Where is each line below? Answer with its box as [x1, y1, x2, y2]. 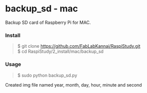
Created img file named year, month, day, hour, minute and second [5, 82, 142, 88]
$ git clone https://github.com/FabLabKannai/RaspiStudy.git [17, 43, 141, 49]
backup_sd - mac [5, 3, 78, 14]
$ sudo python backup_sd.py [17, 72, 77, 78]
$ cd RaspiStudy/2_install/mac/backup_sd [17, 48, 104, 55]
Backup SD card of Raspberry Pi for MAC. [5, 19, 91, 25]
